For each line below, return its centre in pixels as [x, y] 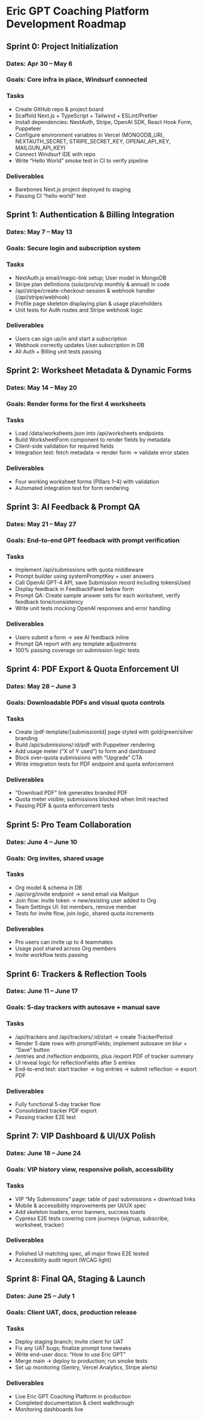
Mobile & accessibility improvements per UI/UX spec [80, 1205]
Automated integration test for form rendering [72, 488]
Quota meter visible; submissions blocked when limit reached [91, 799]
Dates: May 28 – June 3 [41, 686]
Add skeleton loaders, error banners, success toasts [80, 1212]
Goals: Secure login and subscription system [73, 248]
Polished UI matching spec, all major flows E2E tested [82, 1253]
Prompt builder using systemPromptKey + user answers [84, 576]
